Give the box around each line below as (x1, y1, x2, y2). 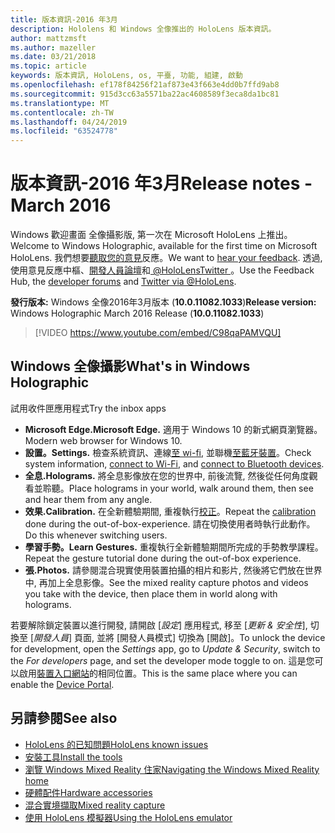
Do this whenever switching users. (24, 529, 168, 541)
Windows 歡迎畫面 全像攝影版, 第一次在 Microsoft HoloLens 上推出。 (10, 229, 293, 241)
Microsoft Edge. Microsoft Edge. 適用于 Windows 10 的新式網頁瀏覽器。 (24, 423, 323, 435)
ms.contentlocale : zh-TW (10, 107, 114, 118)
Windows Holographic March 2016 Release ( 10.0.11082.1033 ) (10, 307, 265, 320)
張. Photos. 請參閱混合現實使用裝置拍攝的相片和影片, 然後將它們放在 (24, 564, 305, 576)
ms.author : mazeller (10, 42, 97, 53)
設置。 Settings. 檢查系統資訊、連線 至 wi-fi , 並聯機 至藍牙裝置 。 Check (24, 446, 312, 458)
